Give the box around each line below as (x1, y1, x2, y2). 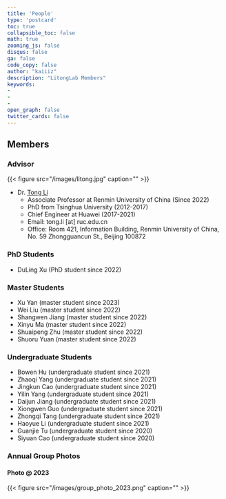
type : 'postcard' (7, 17, 57, 23)
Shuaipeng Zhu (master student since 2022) (17, 328, 143, 336)
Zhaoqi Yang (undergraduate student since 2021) (17, 375, 157, 384)
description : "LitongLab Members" (7, 74, 107, 82)
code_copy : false (7, 62, 57, 68)
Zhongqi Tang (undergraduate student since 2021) (17, 412, 161, 420)
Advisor (7, 159, 34, 169)
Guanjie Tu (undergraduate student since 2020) (17, 426, 153, 435)
